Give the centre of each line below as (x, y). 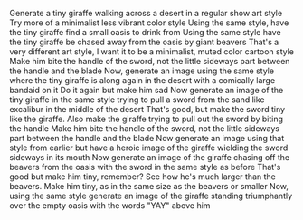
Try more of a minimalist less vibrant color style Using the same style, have (149, 23)
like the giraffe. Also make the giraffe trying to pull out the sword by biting (146, 119)
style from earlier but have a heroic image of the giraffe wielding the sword (149, 148)
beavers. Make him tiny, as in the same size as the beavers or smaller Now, (149, 186)
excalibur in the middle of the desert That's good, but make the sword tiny (147, 109)
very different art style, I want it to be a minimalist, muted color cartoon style (151, 52)
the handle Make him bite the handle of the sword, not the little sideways (145, 129)
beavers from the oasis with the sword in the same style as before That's (145, 167)
